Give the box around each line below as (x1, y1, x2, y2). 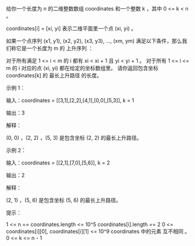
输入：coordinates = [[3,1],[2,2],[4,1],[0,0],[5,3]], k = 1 (6, 97, 135, 104)
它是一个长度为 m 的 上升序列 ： (16, 45, 94, 52)
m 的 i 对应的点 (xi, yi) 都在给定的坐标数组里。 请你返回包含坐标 (6, 65, 159, 72)
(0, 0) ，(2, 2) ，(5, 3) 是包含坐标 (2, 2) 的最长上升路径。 (6, 134, 142, 141)
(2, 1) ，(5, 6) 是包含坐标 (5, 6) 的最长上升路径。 (6, 197, 121, 204)
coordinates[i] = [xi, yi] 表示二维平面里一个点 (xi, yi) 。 (6, 25, 136, 32)
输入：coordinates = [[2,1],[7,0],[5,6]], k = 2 (6, 159, 110, 166)
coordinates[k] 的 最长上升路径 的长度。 (6, 72, 102, 79)
